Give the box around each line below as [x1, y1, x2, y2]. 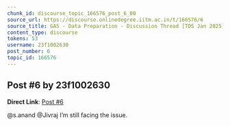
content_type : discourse [7, 29, 78, 36]
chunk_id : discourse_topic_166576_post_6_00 [7, 10, 136, 17]
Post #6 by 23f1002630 [7, 80, 111, 91]
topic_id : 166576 [7, 54, 57, 61]
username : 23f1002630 [7, 42, 69, 48]
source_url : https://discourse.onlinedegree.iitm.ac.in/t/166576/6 [7, 16, 204, 23]
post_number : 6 [7, 48, 51, 55]
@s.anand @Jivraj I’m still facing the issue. [7, 110, 128, 119]
